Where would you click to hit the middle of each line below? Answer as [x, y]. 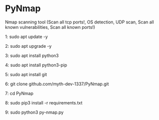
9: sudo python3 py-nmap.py [34, 112]
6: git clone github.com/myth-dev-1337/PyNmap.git [57, 84]
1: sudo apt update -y [26, 37]
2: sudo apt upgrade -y [28, 46]
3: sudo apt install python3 [32, 55]
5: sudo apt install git [26, 74]
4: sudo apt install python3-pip [36, 65]
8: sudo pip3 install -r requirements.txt [44, 102]
